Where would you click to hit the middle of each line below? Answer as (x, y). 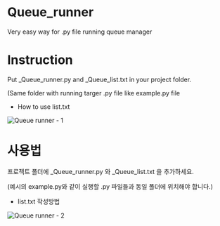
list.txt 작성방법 (39, 201)
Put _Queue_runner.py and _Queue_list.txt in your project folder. (99, 79)
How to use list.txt (44, 107)
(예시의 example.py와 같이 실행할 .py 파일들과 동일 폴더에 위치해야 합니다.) (110, 186)
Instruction (40, 60)
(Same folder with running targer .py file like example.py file (94, 93)
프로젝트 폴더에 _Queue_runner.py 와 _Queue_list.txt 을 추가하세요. (101, 171)
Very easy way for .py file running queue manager (80, 32)
